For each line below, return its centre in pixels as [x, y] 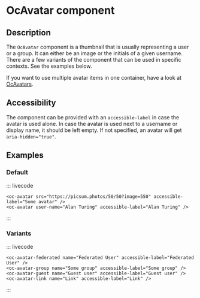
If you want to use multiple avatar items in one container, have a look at [94, 78]
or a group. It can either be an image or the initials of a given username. [94, 53]
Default [17, 173]
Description [28, 33]
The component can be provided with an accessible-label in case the [93, 117]
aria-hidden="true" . [31, 136]
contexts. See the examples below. [49, 66]
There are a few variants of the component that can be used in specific [94, 60]
